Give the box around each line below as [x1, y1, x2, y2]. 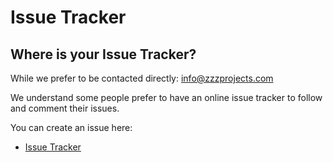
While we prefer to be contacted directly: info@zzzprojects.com [10, 72, 274, 84]
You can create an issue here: [10, 122, 133, 133]
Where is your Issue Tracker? [10, 46, 197, 63]
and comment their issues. [10, 102, 120, 114]
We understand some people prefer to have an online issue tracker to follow [10, 92, 323, 103]
